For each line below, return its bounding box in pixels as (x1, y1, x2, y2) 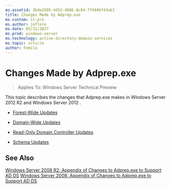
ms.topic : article (5, 41, 44, 46)
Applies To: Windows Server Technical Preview (17, 84, 117, 90)
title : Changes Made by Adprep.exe (5, 12, 81, 17)
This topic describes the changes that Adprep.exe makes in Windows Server (5, 94, 166, 100)
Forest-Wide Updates (12, 109, 58, 115)
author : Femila (5, 45, 38, 50)
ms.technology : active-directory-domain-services (5, 36, 113, 41)
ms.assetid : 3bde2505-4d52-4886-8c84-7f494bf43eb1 (5, 7, 115, 13)
